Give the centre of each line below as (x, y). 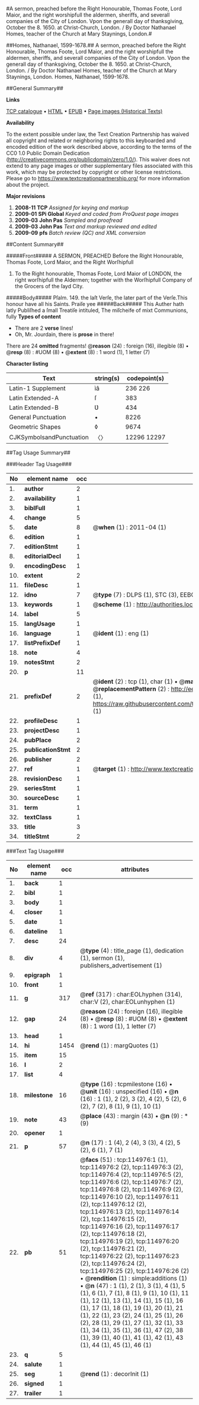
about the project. (28, 184)
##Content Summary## (35, 244)
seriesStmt (40, 788)
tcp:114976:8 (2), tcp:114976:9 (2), (131, 1189)
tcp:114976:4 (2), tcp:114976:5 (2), (131, 1175)
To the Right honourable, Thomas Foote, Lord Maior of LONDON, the (98, 273)
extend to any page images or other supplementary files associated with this (99, 166)
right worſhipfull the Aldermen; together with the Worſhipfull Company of (103, 280)
